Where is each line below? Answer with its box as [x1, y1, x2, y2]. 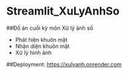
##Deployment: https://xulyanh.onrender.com [6, 61, 122, 68]
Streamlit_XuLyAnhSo [6, 4, 120, 18]
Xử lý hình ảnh [15, 49, 52, 56]
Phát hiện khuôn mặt [15, 36, 67, 43]
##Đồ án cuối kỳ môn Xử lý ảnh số [6, 24, 94, 32]
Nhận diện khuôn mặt [15, 42, 70, 50]
